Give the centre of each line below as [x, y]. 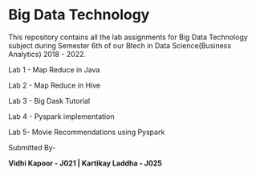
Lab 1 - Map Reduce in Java [54, 69]
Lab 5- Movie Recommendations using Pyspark [87, 132]
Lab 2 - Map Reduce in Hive [55, 85]
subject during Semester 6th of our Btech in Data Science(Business [120, 45]
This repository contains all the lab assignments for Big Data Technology [128, 37]
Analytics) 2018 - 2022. [47, 54]
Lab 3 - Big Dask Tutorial [49, 100]
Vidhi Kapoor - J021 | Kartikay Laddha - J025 [85, 163]
